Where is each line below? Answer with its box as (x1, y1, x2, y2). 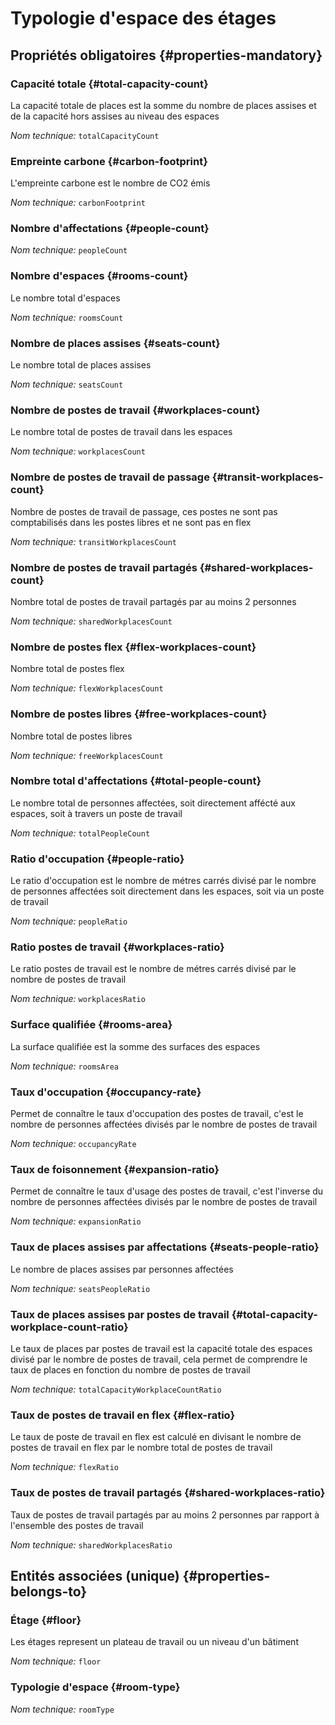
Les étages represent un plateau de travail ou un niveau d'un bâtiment (10, 1636, 299, 1648)
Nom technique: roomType (10, 1703, 115, 1715)
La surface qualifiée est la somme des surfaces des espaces (10, 1040, 261, 1052)
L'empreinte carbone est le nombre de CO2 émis (10, 177, 211, 189)
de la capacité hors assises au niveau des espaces (10, 110, 220, 122)
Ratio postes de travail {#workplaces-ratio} (10, 940, 225, 954)
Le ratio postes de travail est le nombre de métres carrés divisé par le (10, 963, 297, 975)
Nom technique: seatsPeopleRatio (10, 1282, 151, 1294)
